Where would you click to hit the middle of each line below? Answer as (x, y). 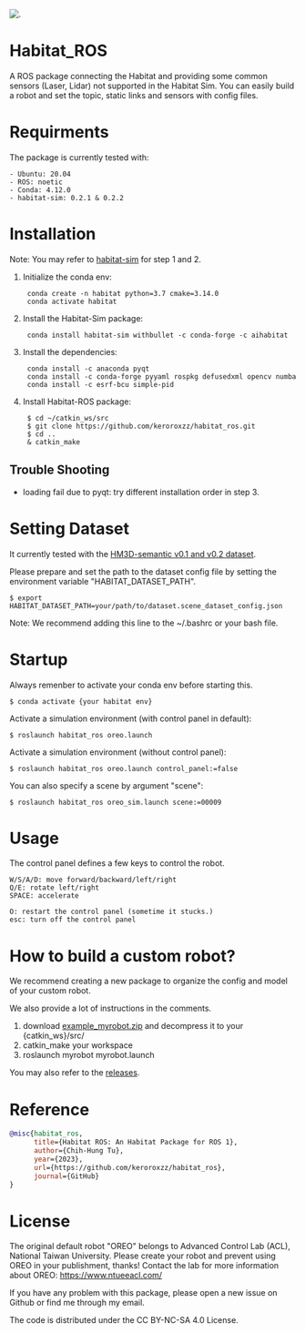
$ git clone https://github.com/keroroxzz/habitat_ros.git (141, 426)
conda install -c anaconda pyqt (88, 369)
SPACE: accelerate (44, 896)
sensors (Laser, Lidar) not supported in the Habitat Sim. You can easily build (152, 86)
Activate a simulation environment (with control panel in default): (131, 718)
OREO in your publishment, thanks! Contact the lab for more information (144, 1266)
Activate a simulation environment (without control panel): (118, 752)
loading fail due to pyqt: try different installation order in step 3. (141, 492)
